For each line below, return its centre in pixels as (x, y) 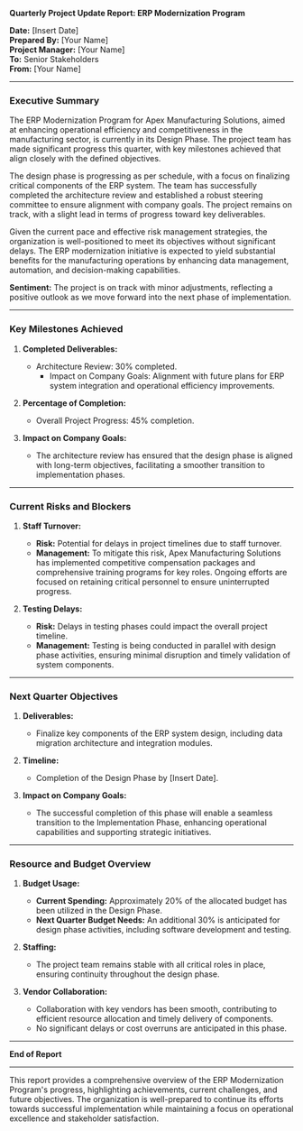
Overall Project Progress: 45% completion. (115, 420)
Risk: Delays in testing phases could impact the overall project (151, 626)
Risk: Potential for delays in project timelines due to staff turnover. (159, 543)
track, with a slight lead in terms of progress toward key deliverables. (138, 215)
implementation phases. (80, 474)
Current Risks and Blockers (70, 506)
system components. (75, 664)
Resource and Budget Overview (80, 864)
